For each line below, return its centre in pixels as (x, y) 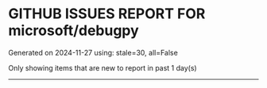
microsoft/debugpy (74, 31)
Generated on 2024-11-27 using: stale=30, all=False (93, 52)
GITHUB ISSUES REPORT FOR (107, 14)
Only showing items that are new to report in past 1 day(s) (103, 67)
